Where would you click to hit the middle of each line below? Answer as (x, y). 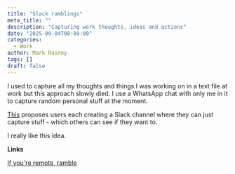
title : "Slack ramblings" (45, 14)
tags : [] (20, 60)
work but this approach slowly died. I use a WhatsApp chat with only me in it (117, 93)
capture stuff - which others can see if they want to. (82, 122)
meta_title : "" (29, 20)
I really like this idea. (37, 135)
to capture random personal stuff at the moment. (78, 101)
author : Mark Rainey (38, 53)
